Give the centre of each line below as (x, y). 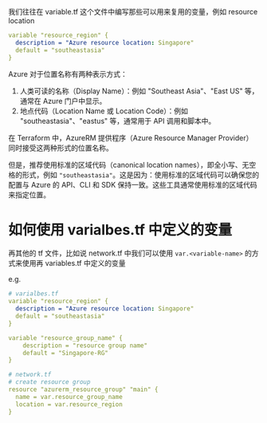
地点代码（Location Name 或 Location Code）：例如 (104, 111)
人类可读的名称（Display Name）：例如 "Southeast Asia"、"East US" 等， (139, 91)
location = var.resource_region (69, 404)
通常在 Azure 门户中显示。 (63, 101)
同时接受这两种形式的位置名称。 (61, 148)
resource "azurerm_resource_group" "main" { (83, 389)
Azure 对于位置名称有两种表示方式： (68, 73)
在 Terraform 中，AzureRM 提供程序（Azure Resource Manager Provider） (131, 137)
